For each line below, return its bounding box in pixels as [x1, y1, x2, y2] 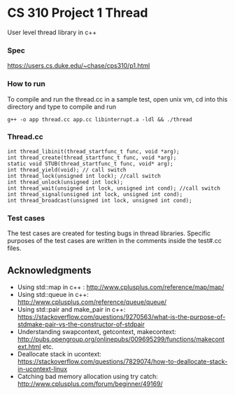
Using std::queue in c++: [17, 290, 89, 298]
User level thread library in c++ [7, 28, 97, 36]
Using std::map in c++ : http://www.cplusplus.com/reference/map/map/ [17, 282, 225, 291]
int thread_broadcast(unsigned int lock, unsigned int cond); [7, 197, 192, 204]
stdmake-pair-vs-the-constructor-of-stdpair [17, 320, 145, 328]
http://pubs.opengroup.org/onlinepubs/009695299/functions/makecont [17, 335, 225, 343]
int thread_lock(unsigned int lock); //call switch [7, 172, 161, 179]
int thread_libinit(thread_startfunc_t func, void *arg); [7, 148, 180, 155]
